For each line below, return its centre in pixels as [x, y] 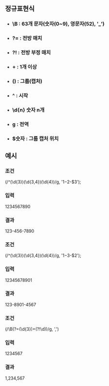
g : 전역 [20, 124]
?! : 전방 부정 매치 [31, 53]
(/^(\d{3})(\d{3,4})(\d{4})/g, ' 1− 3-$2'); [43, 256]
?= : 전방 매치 [27, 38]
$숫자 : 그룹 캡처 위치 [35, 138]
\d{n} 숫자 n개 [28, 110]
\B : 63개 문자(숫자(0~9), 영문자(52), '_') [58, 24]
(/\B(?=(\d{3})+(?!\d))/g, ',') [32, 329]
